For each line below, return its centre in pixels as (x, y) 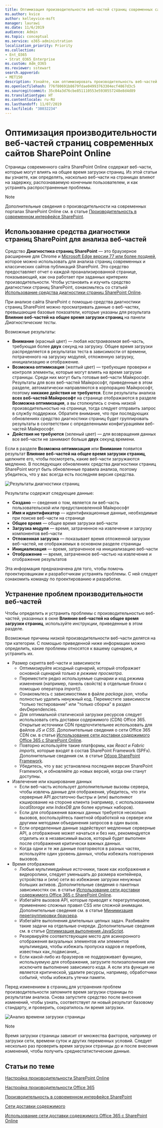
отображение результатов (39, 559)
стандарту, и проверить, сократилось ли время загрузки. (65, 1008)
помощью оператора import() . (50, 689)
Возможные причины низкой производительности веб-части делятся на (81, 638)
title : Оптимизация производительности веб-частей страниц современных (79, 9)
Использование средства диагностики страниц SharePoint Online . (73, 292)
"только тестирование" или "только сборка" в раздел (75, 704)
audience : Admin (21, 32)
